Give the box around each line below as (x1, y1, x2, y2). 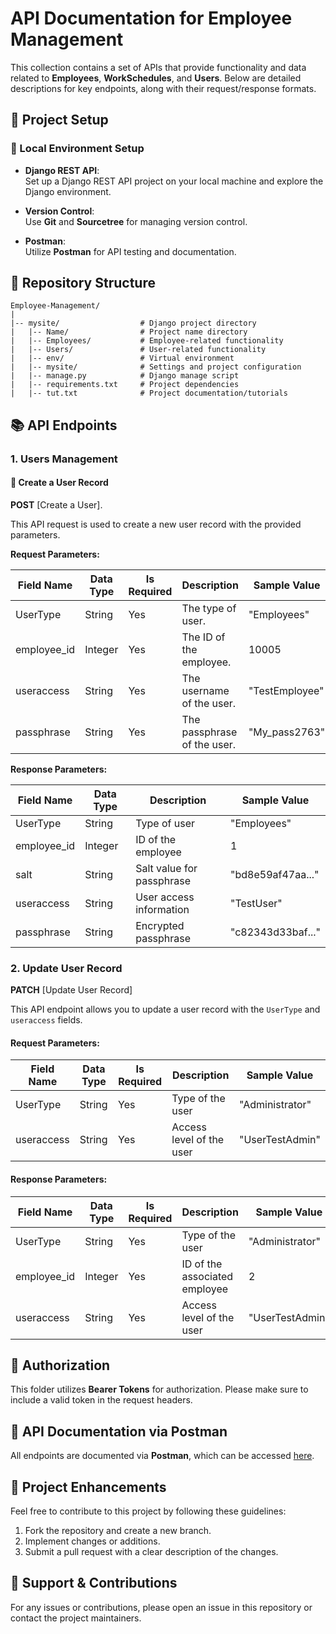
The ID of (181, 630, 226, 644)
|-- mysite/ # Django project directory (10, 318, 257, 329)
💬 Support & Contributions (10, 1575, 178, 1592)
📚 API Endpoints (10, 417, 118, 434)
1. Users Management (10, 452, 118, 466)
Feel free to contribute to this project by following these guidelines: (10, 1505, 287, 1517)
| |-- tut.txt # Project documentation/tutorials (10, 388, 288, 399)
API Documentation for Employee (10, 7, 293, 30)
